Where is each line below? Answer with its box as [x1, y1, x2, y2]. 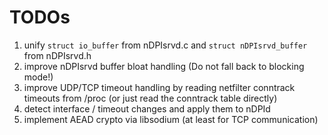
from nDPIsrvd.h [23, 49, 92, 61]
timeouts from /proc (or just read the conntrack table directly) [23, 92, 278, 104]
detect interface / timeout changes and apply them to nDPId [23, 102, 271, 115]
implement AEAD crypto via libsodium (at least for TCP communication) [23, 113, 319, 125]
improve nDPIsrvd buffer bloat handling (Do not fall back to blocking [23, 60, 305, 72]
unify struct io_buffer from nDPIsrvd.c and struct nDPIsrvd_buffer [23, 39, 308, 51]
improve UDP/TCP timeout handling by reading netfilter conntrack [23, 81, 296, 93]
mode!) [23, 71, 54, 83]
